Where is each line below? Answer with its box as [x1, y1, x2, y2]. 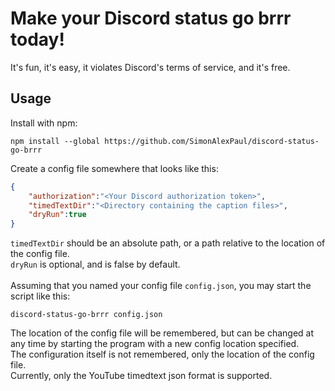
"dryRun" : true [28, 210, 87, 220]
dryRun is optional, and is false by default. [10, 258, 181, 271]
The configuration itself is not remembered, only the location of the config [10, 348, 315, 361]
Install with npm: [10, 117, 78, 129]
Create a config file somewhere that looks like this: [10, 162, 219, 174]
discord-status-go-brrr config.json [10, 310, 163, 320]
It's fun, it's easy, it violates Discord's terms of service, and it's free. [10, 61, 291, 73]
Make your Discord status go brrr [10, 7, 292, 30]
